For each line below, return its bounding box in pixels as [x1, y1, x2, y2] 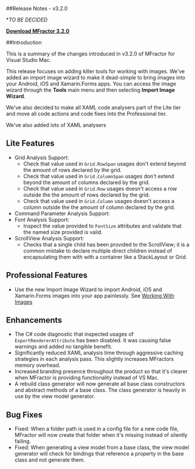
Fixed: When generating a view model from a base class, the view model [14, 444, 190, 451]
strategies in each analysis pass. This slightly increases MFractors [14, 356, 174, 363]
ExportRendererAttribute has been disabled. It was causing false [14, 337, 171, 344]
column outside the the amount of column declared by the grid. [23, 204, 175, 211]
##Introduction [6, 39, 42, 46]
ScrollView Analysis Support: [14, 235, 85, 242]
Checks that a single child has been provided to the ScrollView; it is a [23, 241, 190, 248]
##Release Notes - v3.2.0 [6, 5, 68, 12]
